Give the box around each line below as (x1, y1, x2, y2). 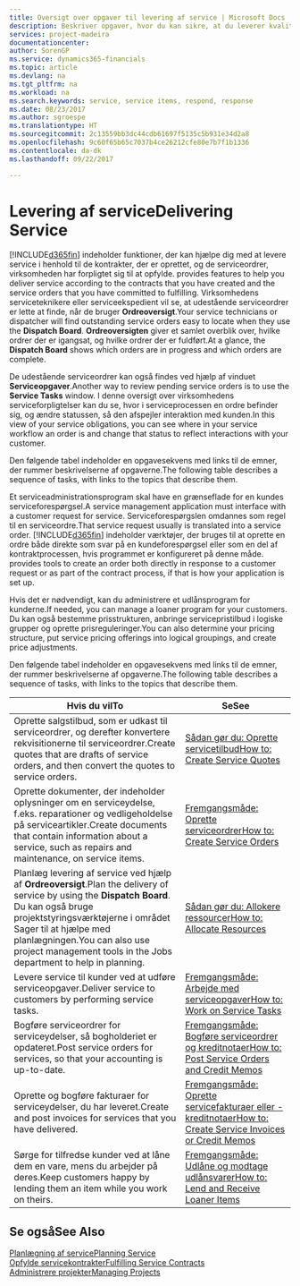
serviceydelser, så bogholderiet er (13, 1030, 158, 1043)
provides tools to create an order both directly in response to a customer (9, 558, 277, 569)
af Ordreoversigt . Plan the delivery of (13, 878, 169, 890)
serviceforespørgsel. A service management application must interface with (9, 501, 287, 512)
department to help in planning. (13, 957, 146, 969)
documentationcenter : (9, 38, 90, 47)
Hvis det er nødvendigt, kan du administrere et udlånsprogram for (9, 594, 251, 605)
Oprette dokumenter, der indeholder (13, 785, 165, 797)
